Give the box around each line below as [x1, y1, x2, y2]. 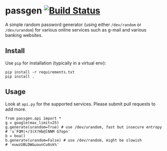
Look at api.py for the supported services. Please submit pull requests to [5, 100, 156, 107]
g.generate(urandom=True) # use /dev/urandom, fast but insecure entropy [5, 124, 162, 129]
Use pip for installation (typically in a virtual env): [5, 60, 106, 66]
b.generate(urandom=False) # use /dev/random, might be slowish [5, 137, 142, 142]
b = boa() [5, 133, 26, 138]
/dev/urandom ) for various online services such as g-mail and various [5, 26, 146, 32]
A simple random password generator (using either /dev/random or [5, 21, 141, 27]
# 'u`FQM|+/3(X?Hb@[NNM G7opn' [5, 129, 70, 134]
